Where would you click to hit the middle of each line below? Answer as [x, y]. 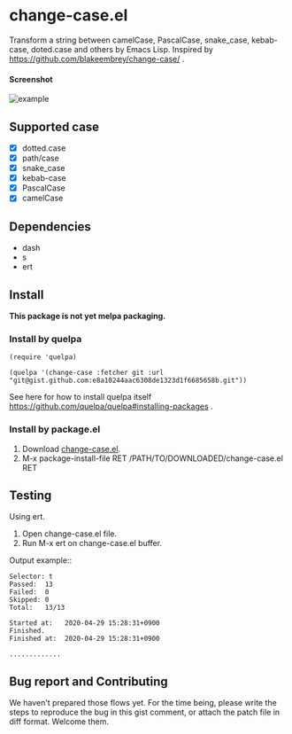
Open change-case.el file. [69, 534]
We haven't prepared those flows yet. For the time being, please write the [143, 703]
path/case [40, 158]
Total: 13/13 [37, 608]
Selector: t [31, 577]
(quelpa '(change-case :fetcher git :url [87, 373]
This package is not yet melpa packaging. [88, 316]
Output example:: [41, 560]
